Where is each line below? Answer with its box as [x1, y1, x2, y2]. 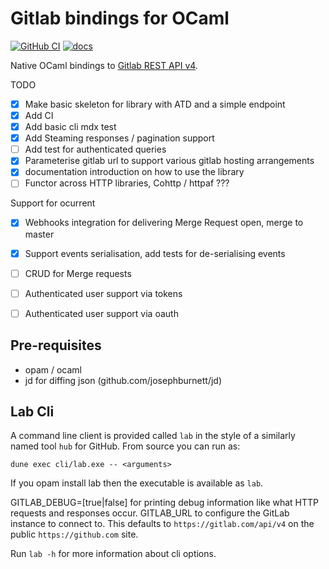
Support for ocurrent [10, 197, 96, 209]
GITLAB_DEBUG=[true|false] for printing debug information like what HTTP [10, 497, 320, 509]
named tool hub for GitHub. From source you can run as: [10, 440, 241, 452]
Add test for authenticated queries [24, 143, 167, 156]
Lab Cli [10, 403, 55, 420]
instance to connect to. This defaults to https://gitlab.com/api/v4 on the [10, 518, 315, 530]
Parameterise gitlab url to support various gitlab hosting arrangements [24, 155, 315, 167]
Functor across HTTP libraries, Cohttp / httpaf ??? [24, 177, 230, 189]
